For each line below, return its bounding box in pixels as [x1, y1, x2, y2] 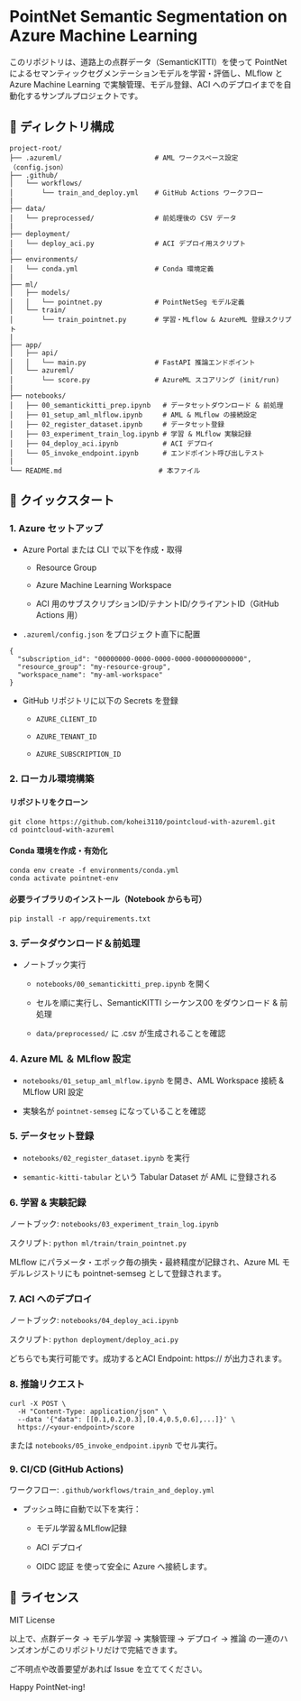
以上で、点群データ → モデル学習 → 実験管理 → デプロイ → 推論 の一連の [9, 1632, 281, 1643]
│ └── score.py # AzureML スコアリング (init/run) [9, 375, 280, 384]
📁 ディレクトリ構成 [9, 119, 114, 134]
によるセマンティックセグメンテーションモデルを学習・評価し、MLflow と [9, 68, 284, 78]
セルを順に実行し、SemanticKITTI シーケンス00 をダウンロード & [35, 998, 278, 1008]
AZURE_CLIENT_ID [35, 715, 97, 724]
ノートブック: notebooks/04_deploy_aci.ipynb [9, 1315, 178, 1326]
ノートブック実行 [22, 959, 87, 970]
